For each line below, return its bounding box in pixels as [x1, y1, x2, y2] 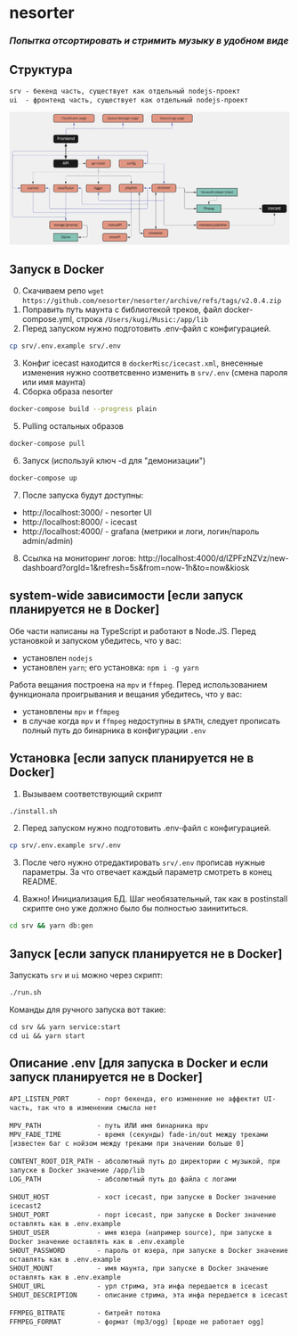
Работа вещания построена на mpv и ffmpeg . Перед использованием [9, 679, 268, 689]
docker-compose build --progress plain [9, 405, 157, 414]
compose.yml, [21, 314, 75, 325]
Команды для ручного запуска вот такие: [9, 1004, 166, 1015]
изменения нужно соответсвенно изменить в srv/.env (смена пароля [21, 367, 288, 378]
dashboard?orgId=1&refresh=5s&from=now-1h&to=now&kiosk [21, 562, 250, 573]
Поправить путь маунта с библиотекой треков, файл [21, 304, 222, 315]
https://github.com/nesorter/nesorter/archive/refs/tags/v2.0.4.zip [21, 297, 282, 306]
